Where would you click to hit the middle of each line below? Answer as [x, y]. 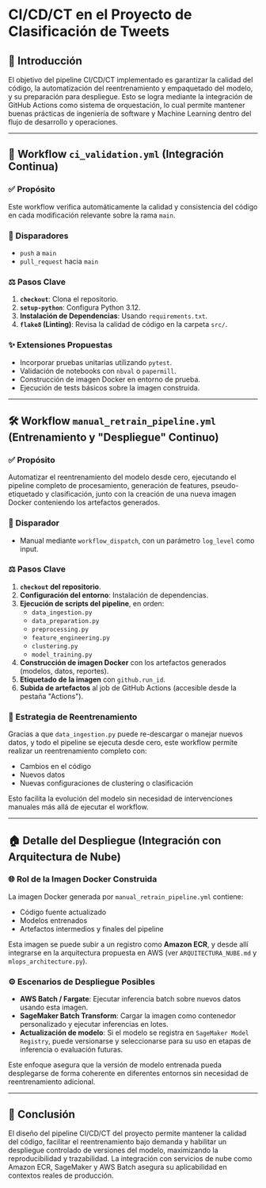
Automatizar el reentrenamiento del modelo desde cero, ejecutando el [122, 477]
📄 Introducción [45, 61]
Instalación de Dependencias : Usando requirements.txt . [114, 316]
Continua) [34, 167]
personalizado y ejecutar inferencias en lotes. [94, 1025]
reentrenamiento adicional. [52, 1082]
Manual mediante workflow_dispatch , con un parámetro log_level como [137, 540]
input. [29, 548]
